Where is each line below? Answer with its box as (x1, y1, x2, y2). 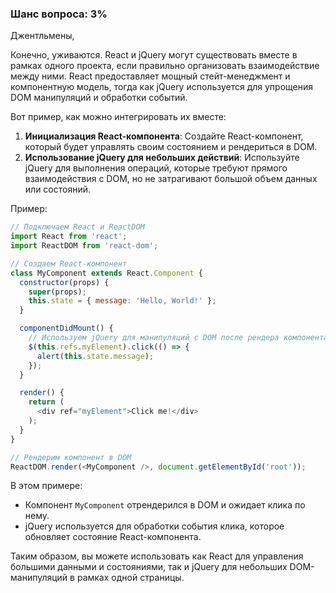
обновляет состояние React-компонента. (24, 531, 202, 543)
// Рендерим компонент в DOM (10, 452, 132, 462)
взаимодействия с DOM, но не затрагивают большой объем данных (24, 173, 318, 185)
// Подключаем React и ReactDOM (10, 222, 145, 232)
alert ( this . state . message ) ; (36, 351, 155, 361)
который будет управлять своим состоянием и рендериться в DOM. (24, 141, 318, 153)
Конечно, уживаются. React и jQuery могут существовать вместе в (10, 49, 298, 61)
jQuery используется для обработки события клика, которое (24, 520, 285, 532)
